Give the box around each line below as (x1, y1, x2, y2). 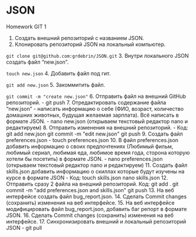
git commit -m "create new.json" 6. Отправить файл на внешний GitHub (6, 93, 187, 100)
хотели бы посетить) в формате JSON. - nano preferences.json (6, 155, 163, 162)
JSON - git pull (6, 224, 43, 231)
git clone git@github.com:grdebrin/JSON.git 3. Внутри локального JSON (6, 52, 189, 59)
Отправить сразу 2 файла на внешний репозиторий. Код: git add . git (6, 180, 179, 187)
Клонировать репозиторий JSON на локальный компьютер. (14, 41, 166, 48)
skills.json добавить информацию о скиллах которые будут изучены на (6, 167, 185, 175)
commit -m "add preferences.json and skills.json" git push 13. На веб (6, 186, 174, 193)
